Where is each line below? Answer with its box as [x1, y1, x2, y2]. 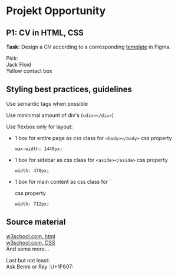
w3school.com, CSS [6, 239, 55, 246]
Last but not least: [6, 256, 50, 264]
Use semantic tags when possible [6, 100, 88, 107]
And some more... [6, 245, 50, 252]
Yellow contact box [6, 67, 52, 74]
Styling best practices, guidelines [6, 85, 133, 95]
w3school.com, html [6, 232, 56, 240]
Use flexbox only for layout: [6, 123, 73, 130]
